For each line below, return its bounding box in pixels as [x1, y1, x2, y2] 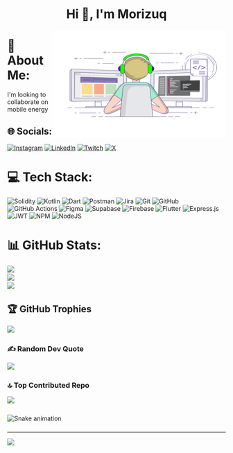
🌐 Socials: [7, 125, 53, 137]
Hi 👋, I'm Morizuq [66, 6, 167, 22]
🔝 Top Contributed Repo [7, 380, 90, 390]
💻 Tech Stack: [7, 169, 93, 185]
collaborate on [7, 98, 49, 106]
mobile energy [7, 105, 49, 114]
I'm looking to [7, 90, 46, 99]
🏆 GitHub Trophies [7, 303, 92, 315]
